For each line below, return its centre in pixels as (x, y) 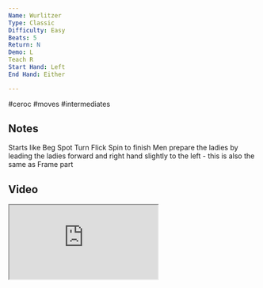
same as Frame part (41, 165)
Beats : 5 (23, 38)
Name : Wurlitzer (35, 15)
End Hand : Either (37, 74)
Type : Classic (32, 23)
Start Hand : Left (37, 67)
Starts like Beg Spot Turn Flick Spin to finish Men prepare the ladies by (124, 148)
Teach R (21, 60)
